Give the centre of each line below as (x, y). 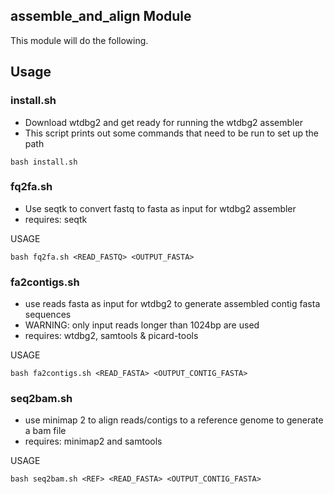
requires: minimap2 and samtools (93, 441)
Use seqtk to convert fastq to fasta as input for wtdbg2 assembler (160, 208)
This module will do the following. (79, 40)
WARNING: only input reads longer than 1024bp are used (142, 325)
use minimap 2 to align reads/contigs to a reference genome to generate (174, 420)
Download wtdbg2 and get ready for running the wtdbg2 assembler (163, 122)
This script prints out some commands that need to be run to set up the (172, 133)
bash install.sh (44, 162)
